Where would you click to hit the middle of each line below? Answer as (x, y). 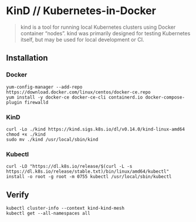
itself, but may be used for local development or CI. (82, 39)
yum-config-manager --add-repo (44, 87)
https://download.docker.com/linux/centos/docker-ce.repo (78, 92)
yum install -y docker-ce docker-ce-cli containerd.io (75, 97)
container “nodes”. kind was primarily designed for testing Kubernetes (105, 33)
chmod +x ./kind (26, 134)
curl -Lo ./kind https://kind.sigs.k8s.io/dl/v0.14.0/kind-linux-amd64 (95, 129)
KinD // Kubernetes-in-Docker (81, 11)
